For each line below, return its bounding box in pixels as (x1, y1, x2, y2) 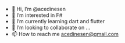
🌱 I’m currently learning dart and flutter (11, 18, 105, 24)
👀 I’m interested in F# (11, 12, 63, 19)
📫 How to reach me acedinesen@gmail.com (11, 31, 119, 37)
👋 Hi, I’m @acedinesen (11, 6, 66, 12)
